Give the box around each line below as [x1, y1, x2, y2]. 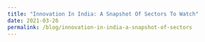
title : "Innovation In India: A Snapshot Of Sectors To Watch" [7, 10, 199, 18]
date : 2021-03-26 [7, 17, 59, 24]
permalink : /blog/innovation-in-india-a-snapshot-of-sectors [7, 23, 193, 31]
